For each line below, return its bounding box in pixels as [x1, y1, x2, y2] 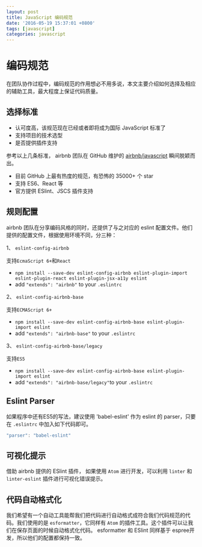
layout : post [6, 8, 39, 15]
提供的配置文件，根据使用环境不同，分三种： [6, 231, 117, 239]
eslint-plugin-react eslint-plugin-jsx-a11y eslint [14, 275, 147, 281]
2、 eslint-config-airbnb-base [6, 293, 84, 300]
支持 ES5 [6, 355, 25, 362]
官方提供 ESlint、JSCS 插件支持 [14, 187, 93, 195]
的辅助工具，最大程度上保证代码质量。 [6, 88, 101, 95]
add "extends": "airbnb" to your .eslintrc [14, 281, 122, 288]
